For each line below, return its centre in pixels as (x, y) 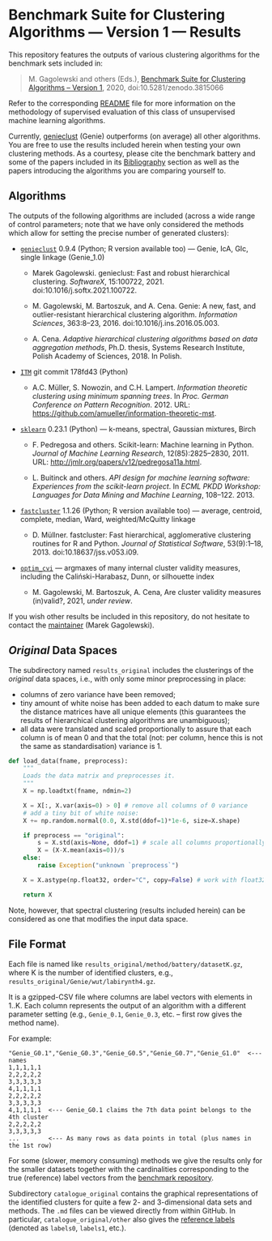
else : (32, 858)
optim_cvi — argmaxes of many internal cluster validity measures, (130, 567)
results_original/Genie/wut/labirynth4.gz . (82, 981)
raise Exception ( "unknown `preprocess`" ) (108, 866)
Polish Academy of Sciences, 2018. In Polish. (107, 356)
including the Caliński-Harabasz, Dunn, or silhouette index (117, 576)
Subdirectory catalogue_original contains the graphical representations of (134, 1193)
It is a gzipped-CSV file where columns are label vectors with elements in (130, 997)
